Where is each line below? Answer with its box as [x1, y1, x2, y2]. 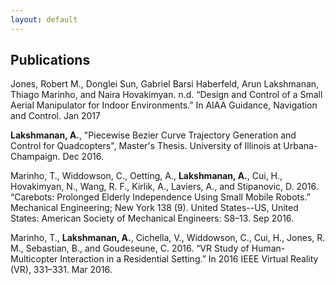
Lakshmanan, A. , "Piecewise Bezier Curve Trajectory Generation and [10, 129, 297, 141]
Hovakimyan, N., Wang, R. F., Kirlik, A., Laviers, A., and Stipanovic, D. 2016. [10, 181, 319, 193]
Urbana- [283, 140, 318, 152]
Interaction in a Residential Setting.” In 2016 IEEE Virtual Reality [59, 253, 319, 265]
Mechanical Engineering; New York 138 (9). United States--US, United [10, 202, 299, 214]
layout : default [10, 14, 78, 25]
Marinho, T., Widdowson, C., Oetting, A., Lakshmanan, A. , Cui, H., [10, 170, 283, 182]
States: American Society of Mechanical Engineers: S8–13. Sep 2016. [10, 212, 295, 225]
